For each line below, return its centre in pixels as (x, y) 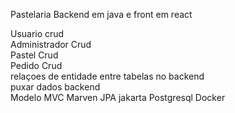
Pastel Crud (34, 55)
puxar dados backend (55, 87)
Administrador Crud (51, 44)
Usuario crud (37, 33)
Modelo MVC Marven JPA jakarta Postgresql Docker (118, 97)
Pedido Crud (36, 65)
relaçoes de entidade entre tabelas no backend (107, 76)
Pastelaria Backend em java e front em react (101, 14)
